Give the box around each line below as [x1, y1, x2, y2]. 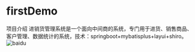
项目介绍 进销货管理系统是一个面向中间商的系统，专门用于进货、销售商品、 [6, 25, 193, 32]
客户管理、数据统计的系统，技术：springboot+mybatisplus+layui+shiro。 [6, 32, 187, 40]
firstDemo [6, 4, 58, 18]
